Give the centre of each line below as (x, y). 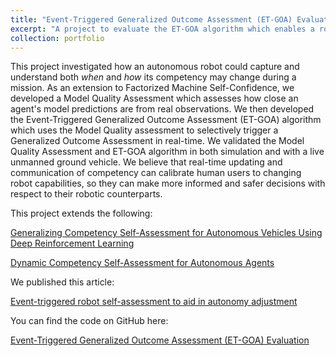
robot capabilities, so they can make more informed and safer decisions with (168, 183)
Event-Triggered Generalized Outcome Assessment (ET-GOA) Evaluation (160, 340)
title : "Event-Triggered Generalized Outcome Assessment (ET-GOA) (151, 19)
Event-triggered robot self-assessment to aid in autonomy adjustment (154, 302)
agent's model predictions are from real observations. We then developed (162, 109)
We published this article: (62, 282)
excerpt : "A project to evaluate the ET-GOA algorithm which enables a (162, 29)
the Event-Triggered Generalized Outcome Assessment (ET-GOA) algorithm (166, 120)
